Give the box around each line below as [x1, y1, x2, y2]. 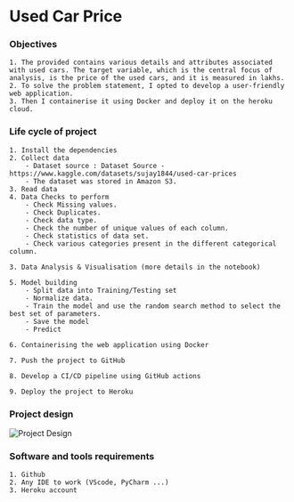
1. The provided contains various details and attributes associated [9, 58, 274, 68]
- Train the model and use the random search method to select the [25, 301, 281, 311]
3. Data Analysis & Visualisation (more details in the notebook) [9, 263, 261, 271]
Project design [9, 408, 74, 420]
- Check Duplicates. [25, 207, 102, 217]
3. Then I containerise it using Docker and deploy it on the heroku [9, 97, 274, 106]
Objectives [9, 38, 58, 51]
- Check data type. [25, 215, 98, 224]
